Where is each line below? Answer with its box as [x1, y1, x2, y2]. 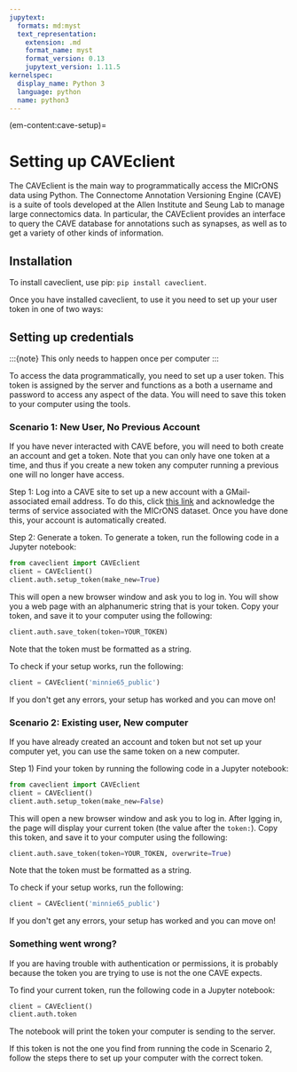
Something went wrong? [9, 938, 117, 950]
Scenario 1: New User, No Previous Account [9, 420, 201, 433]
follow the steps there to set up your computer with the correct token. [9, 1052, 263, 1063]
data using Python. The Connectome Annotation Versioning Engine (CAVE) [9, 190, 282, 201]
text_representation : [17, 29, 98, 38]
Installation [9, 253, 73, 268]
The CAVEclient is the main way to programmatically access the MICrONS [9, 180, 279, 191]
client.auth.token [9, 1010, 77, 1019]
